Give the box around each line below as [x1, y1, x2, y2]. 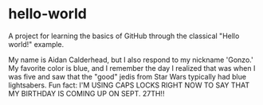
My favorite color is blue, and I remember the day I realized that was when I [8, 63, 256, 72]
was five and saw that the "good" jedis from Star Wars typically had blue [8, 72, 247, 81]
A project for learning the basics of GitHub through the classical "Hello [8, 31, 240, 41]
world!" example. [8, 39, 65, 49]
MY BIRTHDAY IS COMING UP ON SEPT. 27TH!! [8, 88, 165, 98]
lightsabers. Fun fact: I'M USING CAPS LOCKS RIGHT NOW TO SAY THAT [8, 80, 249, 90]
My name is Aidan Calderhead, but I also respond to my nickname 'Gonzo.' [8, 55, 253, 64]
